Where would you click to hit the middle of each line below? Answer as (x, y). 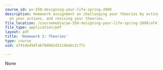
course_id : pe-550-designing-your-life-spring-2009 (58, 9)
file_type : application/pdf (33, 28)
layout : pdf (17, 32)
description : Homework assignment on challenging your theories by (75, 14)
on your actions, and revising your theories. (57, 18)
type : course (18, 41)
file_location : (20, 23)
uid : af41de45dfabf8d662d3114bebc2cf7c (45, 45)
